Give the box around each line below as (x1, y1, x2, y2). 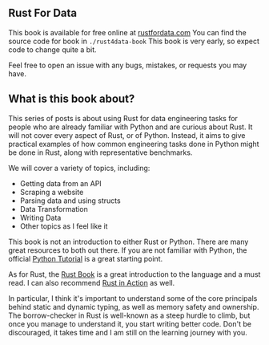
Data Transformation (19, 204, 88, 213)
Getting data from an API (19, 178, 102, 188)
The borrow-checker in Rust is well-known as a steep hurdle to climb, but (8, 310, 251, 320)
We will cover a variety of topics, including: (8, 163, 151, 172)
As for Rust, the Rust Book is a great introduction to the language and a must (8, 269, 261, 279)
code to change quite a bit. (8, 44, 98, 55)
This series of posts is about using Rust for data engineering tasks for (8, 113, 239, 123)
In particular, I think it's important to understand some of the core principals (8, 293, 258, 303)
